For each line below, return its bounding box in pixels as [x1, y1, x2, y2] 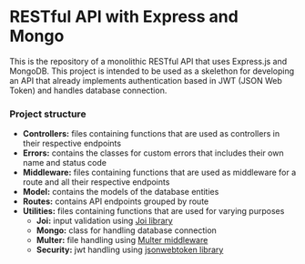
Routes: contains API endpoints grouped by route [22, 196, 209, 207]
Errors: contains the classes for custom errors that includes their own [22, 147, 284, 158]
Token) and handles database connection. [9, 85, 168, 96]
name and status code [22, 157, 107, 168]
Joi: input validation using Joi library [36, 216, 173, 227]
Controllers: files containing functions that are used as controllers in [22, 128, 280, 139]
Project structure [9, 107, 86, 120]
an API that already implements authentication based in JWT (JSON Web [9, 75, 282, 86]
